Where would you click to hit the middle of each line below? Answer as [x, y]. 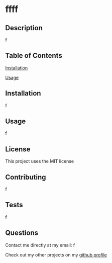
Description [24, 28]
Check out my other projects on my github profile [56, 254]
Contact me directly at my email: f [40, 245]
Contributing [26, 177]
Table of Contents [34, 56]
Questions [22, 233]
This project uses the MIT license [40, 161]
